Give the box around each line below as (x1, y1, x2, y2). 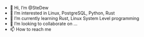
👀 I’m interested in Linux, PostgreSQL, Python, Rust (9, 10, 115, 16)
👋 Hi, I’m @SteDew (9, 5, 49, 10)
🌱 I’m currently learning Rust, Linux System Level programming (9, 15, 140, 21)
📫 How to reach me (9, 26, 51, 32)
